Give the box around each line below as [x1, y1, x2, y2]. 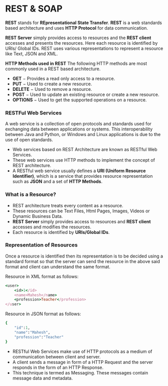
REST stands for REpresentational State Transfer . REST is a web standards [5, 20, 162, 26]
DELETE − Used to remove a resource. [12, 86, 92, 92]
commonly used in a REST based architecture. [5, 66, 101, 72]
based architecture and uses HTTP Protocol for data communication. [5, 25, 148, 31]
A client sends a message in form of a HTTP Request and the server [12, 359, 153, 365]
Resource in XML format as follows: [5, 273, 79, 279]
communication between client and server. [12, 353, 101, 359]
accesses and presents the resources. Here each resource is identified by [5, 40, 158, 46]
